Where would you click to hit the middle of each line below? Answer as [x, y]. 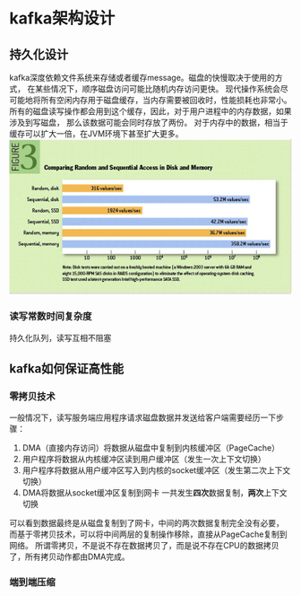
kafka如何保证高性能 [67, 369]
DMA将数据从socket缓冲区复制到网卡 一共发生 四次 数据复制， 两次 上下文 [155, 493]
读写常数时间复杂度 [51, 317]
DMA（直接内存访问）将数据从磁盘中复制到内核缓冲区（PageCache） [151, 448]
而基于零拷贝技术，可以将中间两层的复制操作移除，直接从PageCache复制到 [149, 534]
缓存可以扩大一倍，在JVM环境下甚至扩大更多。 [96, 134]
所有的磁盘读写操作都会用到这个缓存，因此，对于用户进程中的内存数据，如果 [150, 111]
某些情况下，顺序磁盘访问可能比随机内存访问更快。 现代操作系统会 [157, 89]
